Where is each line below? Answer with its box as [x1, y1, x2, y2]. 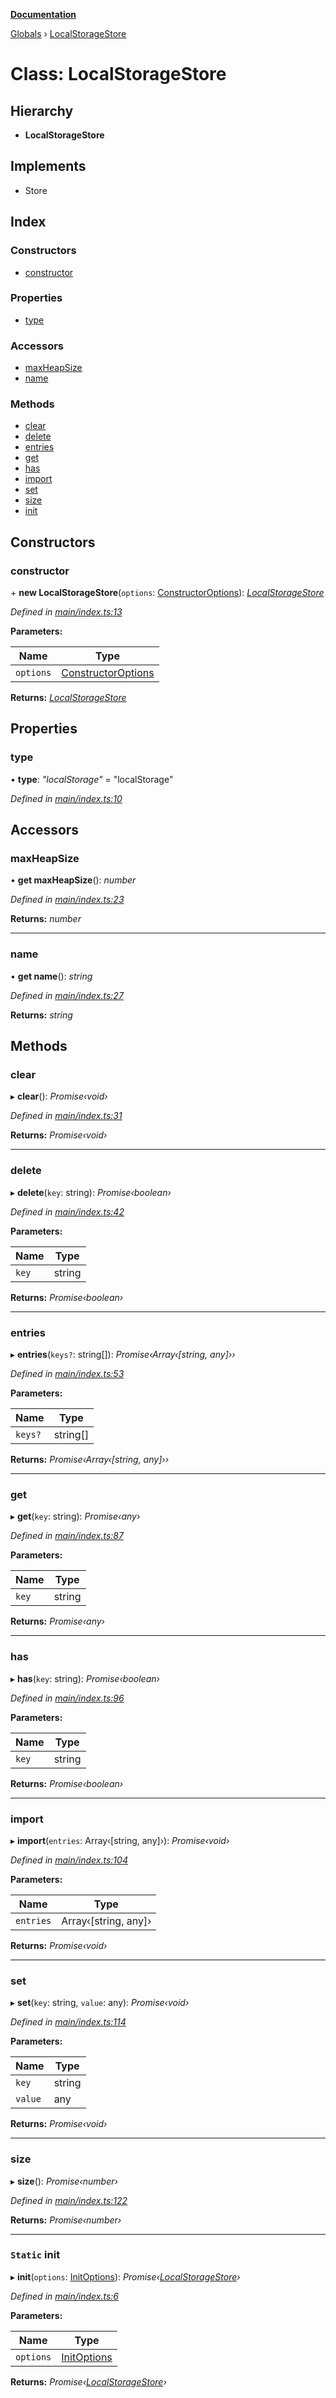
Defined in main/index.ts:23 [10, 894, 125, 906]
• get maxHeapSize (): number [10, 874, 137, 886]
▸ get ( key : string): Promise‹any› [10, 1510, 141, 1523]
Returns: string [10, 1009, 73, 1021]
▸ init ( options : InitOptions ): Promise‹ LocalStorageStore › [10, 2270, 241, 2283]
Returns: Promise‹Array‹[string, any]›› [10, 1454, 170, 1466]
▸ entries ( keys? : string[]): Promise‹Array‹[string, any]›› [10, 1349, 236, 1361]
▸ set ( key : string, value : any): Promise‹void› [10, 1997, 190, 2009]
